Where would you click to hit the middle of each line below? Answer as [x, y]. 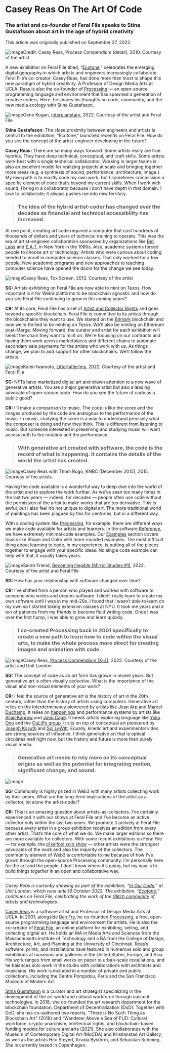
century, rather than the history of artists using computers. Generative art [82, 702]
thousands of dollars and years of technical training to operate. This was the [85, 236]
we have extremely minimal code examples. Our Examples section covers [82, 534]
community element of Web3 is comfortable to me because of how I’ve [79, 855]
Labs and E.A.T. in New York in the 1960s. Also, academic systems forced [82, 247]
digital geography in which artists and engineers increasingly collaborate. [82, 73]
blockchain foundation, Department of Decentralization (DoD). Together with [85, 1007]
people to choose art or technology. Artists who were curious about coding [83, 252]
